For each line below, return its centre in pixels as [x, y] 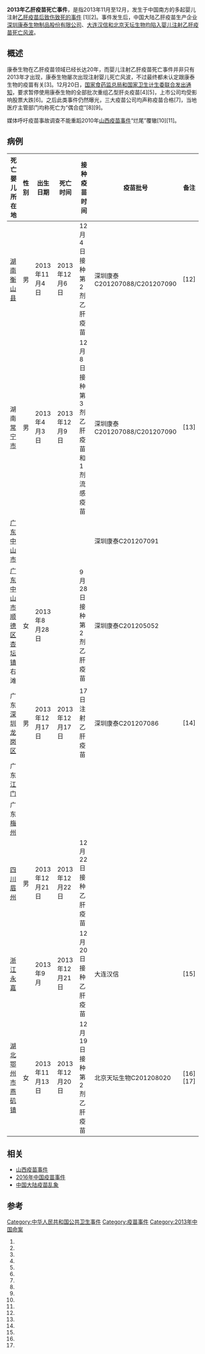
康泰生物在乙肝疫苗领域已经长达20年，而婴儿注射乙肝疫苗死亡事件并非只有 [101, 69]
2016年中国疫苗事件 [40, 1177]
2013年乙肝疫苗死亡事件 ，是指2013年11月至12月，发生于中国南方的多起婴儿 [102, 9]
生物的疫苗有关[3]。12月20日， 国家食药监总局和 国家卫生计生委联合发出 [96, 84]
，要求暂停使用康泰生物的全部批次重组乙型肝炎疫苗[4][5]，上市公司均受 [102, 92]
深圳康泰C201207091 [126, 541]
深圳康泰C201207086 [126, 723]
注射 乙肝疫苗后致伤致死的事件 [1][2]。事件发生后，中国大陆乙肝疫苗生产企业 [102, 17]
